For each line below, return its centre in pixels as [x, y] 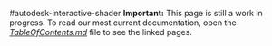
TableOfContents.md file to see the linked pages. [101, 32]
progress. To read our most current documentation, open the [123, 23]
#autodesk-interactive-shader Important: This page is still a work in [136, 13]
